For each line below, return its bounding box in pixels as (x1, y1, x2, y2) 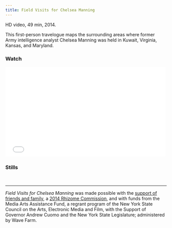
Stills (5, 164, 18, 171)
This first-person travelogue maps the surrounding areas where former (5, 31, 155, 37)
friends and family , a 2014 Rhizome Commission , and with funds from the (5, 195, 160, 202)
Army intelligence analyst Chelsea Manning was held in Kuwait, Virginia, (5, 37, 157, 43)
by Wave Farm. (5, 217, 37, 223)
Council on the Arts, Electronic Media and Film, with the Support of (5, 207, 146, 213)
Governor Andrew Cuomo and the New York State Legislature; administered (5, 212, 165, 218)
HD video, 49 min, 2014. (5, 21, 56, 28)
